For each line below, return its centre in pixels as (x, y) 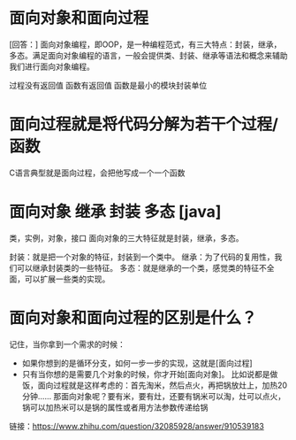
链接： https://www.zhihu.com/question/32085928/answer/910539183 (137, 426)
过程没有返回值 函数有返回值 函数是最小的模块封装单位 (108, 85)
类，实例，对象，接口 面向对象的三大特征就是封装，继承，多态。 (126, 238)
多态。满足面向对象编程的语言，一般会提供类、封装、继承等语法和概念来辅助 (148, 55)
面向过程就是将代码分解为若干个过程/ (144, 124)
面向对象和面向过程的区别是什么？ (133, 318)
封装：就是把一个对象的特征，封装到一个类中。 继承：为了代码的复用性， (142, 257)
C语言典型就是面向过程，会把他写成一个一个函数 (97, 173)
